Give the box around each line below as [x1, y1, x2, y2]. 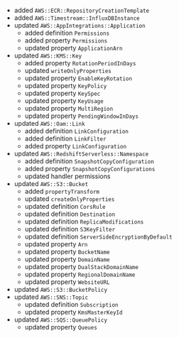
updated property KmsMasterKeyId [24, 308, 123, 316]
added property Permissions [24, 36, 108, 45]
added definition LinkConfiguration [24, 127, 129, 135]
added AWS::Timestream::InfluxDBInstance [13, 13, 140, 22]
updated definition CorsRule [24, 202, 106, 210]
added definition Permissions [24, 28, 110, 37]
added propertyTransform [24, 187, 99, 195]
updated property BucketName [24, 248, 110, 256]
